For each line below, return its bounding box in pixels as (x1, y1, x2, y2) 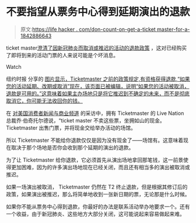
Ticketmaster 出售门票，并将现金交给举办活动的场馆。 (6, 124, 136, 131)
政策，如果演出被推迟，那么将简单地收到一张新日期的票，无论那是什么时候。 (6, 190, 190, 197)
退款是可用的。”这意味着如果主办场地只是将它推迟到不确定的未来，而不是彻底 (6, 90, 190, 97)
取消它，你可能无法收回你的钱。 (6, 97, 83, 104)
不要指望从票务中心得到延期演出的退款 (6, 5, 191, 19)
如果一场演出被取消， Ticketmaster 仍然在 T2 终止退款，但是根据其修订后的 (6, 183, 188, 190)
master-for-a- (156, 26, 190, 33)
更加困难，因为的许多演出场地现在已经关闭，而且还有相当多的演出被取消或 (10, 163, 190, 170)
